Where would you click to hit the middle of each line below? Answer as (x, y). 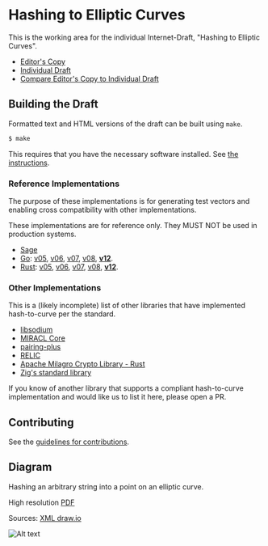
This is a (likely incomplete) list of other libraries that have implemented (127, 306)
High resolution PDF (42, 502)
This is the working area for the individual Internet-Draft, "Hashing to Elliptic (134, 37)
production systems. (42, 234)
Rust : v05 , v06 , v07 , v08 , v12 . (69, 267)
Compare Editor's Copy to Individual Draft (89, 78)
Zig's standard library (56, 373)
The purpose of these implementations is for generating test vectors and (129, 201)
